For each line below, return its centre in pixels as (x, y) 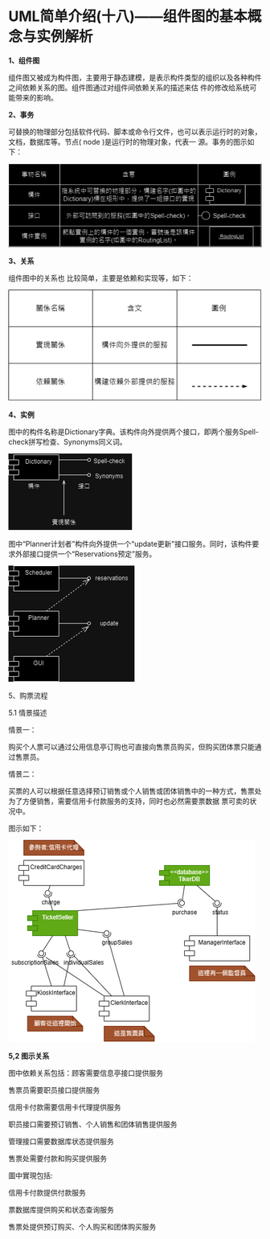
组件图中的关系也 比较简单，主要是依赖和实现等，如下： (101, 278)
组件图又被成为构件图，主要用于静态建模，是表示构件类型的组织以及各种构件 (135, 77)
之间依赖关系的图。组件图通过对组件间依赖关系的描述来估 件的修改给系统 (129, 87)
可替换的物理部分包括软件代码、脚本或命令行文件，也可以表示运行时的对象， (135, 131)
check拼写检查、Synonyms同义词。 (67, 442)
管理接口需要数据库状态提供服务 (61, 1142)
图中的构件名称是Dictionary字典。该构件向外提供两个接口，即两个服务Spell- (134, 432)
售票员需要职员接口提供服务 (54, 1090)
